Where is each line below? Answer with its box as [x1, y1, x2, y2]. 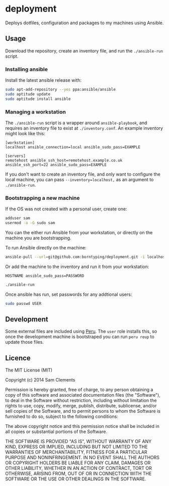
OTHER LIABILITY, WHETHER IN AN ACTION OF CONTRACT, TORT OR [5, 465, 152, 471]
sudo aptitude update [5, 91, 51, 96]
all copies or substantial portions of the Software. [5, 428, 107, 435]
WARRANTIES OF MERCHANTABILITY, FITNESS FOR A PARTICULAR [5, 449, 147, 455]
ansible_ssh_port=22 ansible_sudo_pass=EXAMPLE [5, 162, 107, 167]
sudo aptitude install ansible [5, 96, 71, 101]
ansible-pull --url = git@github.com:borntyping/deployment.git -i [5, 254, 145, 260]
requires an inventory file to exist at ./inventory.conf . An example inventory [5, 125, 163, 131]
